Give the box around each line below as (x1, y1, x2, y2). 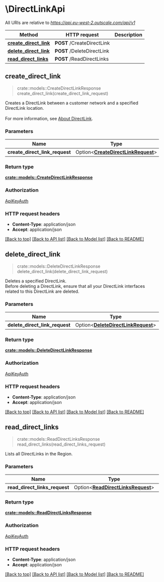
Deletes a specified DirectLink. (5, 278, 67, 284)
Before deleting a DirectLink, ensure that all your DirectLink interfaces (5, 283, 145, 289)
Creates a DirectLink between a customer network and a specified (5, 100, 139, 106)
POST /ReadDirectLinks (54, 55, 109, 62)
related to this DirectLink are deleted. (5, 288, 80, 294)
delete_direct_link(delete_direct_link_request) (17, 268, 108, 274)
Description (114, 31, 143, 38)
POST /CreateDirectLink (54, 39, 110, 46)
